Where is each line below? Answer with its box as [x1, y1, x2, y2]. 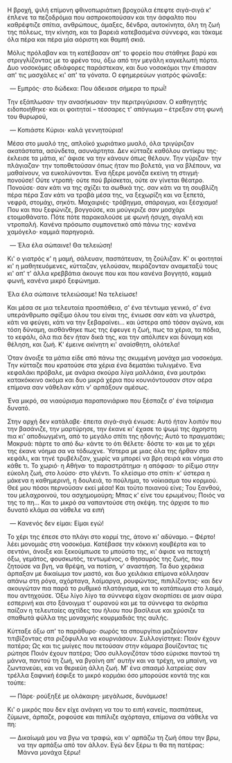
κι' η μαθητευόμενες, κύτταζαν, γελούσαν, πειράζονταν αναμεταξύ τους [7, 262, 218, 270]
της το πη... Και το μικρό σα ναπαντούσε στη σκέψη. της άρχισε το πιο [7, 498, 209, 507]
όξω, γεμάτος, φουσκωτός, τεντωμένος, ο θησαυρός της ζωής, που [7, 554, 203, 563]
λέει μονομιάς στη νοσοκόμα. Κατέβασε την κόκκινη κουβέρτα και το [7, 540, 206, 548]
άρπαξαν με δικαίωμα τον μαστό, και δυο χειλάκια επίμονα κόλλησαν [7, 570, 209, 577]
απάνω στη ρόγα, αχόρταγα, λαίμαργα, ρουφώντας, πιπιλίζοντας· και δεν [7, 577, 223, 585]
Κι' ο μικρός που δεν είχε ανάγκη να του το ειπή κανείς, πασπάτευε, [7, 705, 204, 713]
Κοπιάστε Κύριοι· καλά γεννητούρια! [17, 126, 123, 134]
